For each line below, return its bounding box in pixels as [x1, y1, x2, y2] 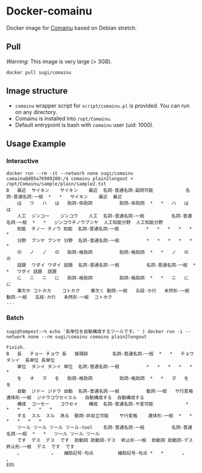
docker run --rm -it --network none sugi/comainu [6, 170, 134, 176]
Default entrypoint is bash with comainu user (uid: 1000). [14, 121, 154, 128]
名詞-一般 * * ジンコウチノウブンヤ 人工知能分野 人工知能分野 [6, 219, 163, 226]
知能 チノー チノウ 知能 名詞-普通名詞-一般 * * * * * [17, 226, 192, 232]
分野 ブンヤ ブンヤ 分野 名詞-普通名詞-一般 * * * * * [17, 237, 193, 244]
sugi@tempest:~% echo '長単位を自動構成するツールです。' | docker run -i [6, 328, 183, 335]
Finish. [6, 344, 26, 350]
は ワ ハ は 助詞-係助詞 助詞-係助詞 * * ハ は [17, 201, 189, 207]
